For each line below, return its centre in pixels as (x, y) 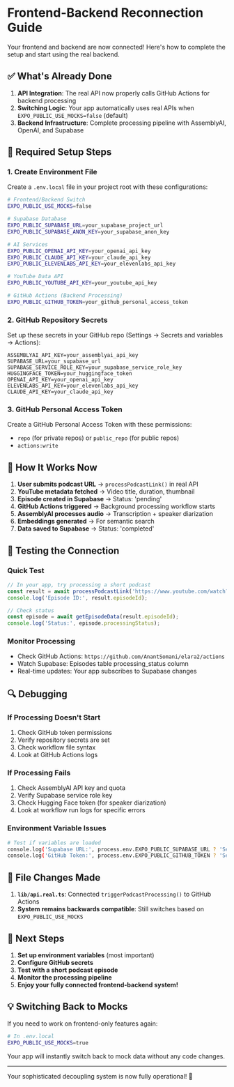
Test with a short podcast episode (68, 970)
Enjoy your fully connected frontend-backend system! (98, 985)
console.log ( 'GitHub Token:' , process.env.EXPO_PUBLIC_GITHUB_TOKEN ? (112, 856)
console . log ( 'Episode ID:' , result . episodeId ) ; (78, 598)
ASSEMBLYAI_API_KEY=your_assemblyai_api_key (73, 356)
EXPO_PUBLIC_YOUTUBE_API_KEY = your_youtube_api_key (82, 283)
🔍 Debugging (37, 694)
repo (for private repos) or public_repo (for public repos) (98, 438)
